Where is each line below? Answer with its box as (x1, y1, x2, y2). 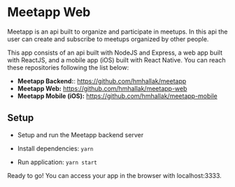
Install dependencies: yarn (17, 144, 94, 153)
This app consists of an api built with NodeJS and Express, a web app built (7, 48, 222, 57)
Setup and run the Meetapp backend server (17, 130, 144, 139)
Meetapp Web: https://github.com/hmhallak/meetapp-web (17, 84, 187, 92)
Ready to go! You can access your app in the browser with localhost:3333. (7, 171, 222, 179)
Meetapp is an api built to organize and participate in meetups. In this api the (7, 27, 228, 36)
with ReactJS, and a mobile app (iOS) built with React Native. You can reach (7, 55, 226, 64)
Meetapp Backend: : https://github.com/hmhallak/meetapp (17, 76, 187, 85)
